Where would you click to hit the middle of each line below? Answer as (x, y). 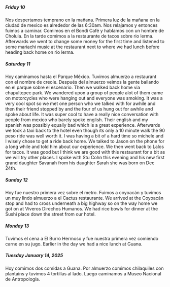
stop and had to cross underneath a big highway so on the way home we (81, 203)
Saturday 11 (18, 64)
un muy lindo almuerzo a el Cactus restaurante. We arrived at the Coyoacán (84, 198)
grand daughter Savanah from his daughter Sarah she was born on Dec (80, 163)
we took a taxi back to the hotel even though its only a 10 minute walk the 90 (85, 130)
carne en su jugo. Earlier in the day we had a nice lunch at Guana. (74, 244)
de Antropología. (23, 279)
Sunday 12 (16, 180)
